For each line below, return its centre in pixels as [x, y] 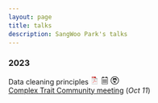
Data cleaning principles [48, 81]
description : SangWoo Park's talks [68, 34]
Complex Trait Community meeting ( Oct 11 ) [79, 90]
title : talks [30, 25]
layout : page [30, 17]
